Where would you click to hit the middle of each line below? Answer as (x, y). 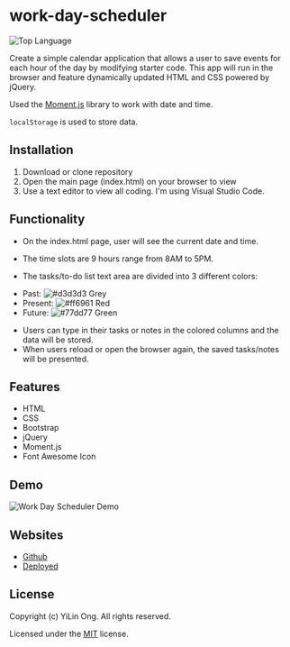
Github (35, 556)
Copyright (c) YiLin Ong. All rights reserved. (90, 616)
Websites (36, 535)
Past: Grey (64, 293)
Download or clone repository (77, 171)
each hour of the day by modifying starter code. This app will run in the (141, 68)
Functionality (47, 219)
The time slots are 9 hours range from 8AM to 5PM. (118, 259)
